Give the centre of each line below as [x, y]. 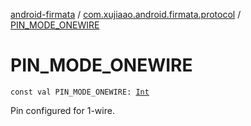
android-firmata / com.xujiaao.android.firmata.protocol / [126, 14]
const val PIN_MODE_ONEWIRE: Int [80, 92]
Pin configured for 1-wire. [62, 110]
